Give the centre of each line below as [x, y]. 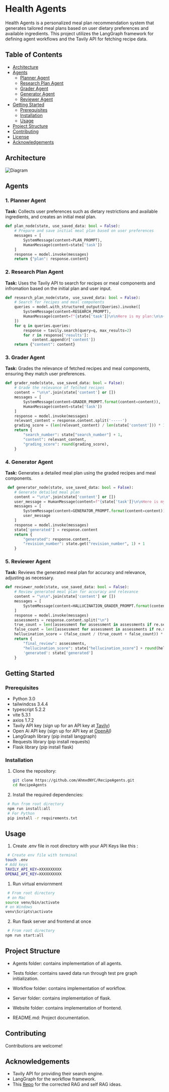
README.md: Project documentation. [51, 1017]
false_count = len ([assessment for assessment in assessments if [84, 630]
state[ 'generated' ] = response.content [56, 530]
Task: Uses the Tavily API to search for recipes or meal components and [80, 283]
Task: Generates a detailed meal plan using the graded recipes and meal [80, 472]
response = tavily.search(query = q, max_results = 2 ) [77, 330]
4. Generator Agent [29, 462]
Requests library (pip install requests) [51, 742]
